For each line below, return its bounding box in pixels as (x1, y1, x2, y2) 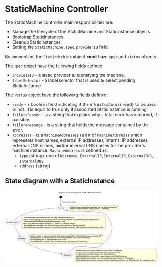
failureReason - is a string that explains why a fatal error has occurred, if (12, 111, 157, 117)
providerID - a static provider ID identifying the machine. (12, 72, 125, 78)
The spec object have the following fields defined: (5, 63, 104, 69)
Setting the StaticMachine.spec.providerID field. (12, 44, 109, 50)
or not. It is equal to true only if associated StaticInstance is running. (12, 106, 148, 112)
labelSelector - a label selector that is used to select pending (12, 77, 135, 83)
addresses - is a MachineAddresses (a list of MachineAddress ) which (12, 132, 143, 138)
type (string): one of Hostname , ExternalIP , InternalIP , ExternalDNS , (19, 152, 153, 158)
